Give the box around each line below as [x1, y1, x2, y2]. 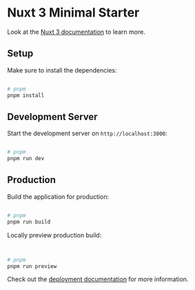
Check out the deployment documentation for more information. [7, 275, 189, 284]
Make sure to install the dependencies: [7, 66, 117, 74]
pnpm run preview [7, 262, 57, 270]
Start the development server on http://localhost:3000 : [7, 129, 167, 137]
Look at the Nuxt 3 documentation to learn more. [7, 28, 146, 36]
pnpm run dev [7, 155, 45, 162]
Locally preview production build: [7, 231, 102, 239]
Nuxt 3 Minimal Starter [7, 5, 140, 21]
